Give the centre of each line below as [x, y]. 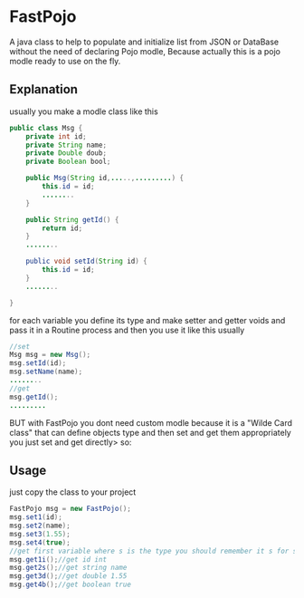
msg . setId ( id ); [38, 363]
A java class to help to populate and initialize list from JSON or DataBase [144, 42]
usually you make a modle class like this [84, 111]
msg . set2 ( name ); [40, 526]
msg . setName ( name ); [46, 372]
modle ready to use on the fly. [65, 61]
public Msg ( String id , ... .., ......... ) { [104, 178]
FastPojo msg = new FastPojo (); [70, 509]
